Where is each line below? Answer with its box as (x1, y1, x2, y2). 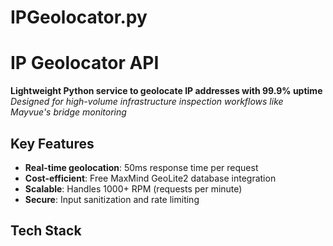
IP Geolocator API (10, 52, 160, 75)
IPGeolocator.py (10, 6, 148, 29)
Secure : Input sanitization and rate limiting (24, 193, 200, 205)
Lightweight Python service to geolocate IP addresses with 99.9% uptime (10, 85, 323, 97)
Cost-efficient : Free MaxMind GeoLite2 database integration (24, 172, 277, 184)
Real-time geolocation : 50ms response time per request (24, 161, 259, 173)
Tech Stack (10, 222, 82, 240)
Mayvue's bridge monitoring (10, 106, 127, 118)
